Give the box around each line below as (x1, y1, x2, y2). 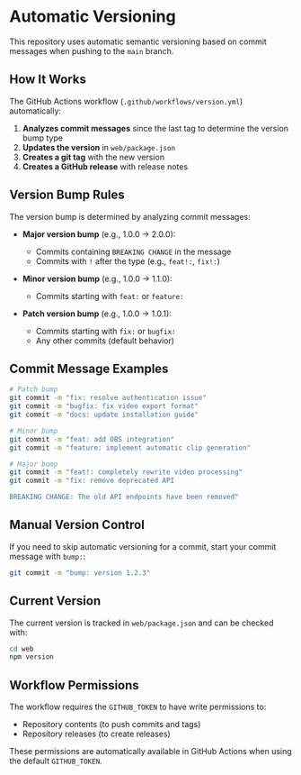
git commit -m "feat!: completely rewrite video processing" (9, 468, 243, 477)
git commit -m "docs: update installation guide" (9, 410, 199, 419)
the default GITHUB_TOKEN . (9, 755, 102, 767)
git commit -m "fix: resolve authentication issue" (9, 394, 207, 403)
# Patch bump (9, 385, 58, 394)
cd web (9, 644, 34, 653)
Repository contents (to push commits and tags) (22, 719, 201, 730)
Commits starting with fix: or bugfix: (35, 325, 177, 336)
